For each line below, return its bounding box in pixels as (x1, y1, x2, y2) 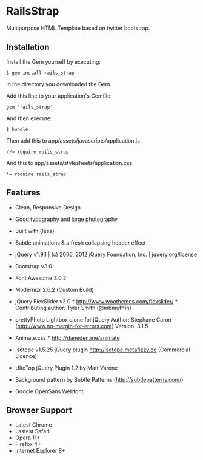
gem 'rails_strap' (6, 104, 53, 110)
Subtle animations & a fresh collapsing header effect (15, 238, 146, 246)
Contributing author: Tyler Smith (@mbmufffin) (15, 304, 131, 311)
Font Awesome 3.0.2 (15, 274, 67, 282)
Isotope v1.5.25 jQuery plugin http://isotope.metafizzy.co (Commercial (15, 346, 190, 353)
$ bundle (6, 126, 28, 132)
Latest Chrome (15, 421, 53, 428)
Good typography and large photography (15, 215, 118, 223)
